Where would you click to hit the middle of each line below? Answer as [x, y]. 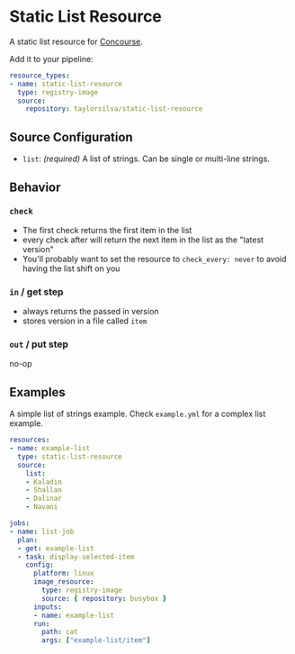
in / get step [36, 292]
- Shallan [44, 490]
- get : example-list [56, 548]
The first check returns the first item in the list [107, 230]
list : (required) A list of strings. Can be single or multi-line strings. [146, 159]
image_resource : [63, 582]
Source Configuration [71, 137]
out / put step [39, 344]
